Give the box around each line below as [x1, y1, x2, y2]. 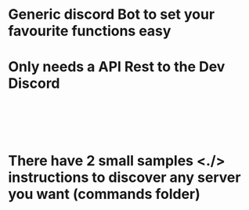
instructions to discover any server [8, 168, 241, 186]
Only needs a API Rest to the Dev [8, 58, 226, 76]
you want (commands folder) [8, 186, 201, 203]
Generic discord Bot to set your [8, 5, 215, 24]
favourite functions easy [8, 22, 171, 40]
